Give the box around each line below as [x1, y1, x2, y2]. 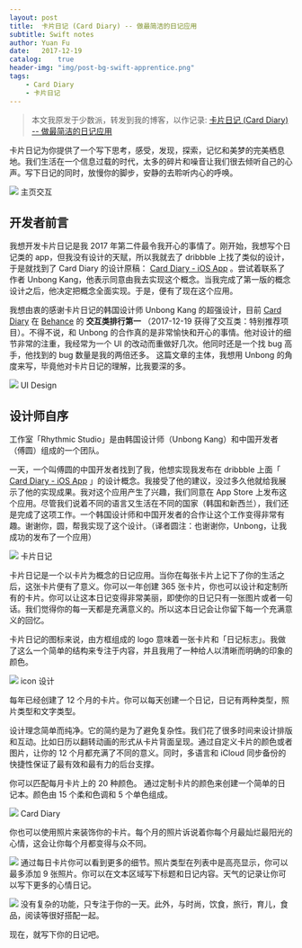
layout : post [9, 13, 58, 22]
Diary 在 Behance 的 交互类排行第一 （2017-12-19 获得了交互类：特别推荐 [9, 316, 281, 326]
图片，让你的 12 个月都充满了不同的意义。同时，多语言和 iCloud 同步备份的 [9, 747, 287, 758]
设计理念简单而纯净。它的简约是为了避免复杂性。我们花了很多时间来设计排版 [9, 725, 293, 736]
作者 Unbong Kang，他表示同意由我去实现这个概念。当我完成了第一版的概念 [9, 274, 291, 285]
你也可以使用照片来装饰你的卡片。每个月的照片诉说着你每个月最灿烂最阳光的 [9, 827, 293, 837]
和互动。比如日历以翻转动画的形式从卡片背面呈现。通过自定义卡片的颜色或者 [9, 737, 293, 747]
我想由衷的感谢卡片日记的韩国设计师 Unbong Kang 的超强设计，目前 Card [9, 305, 282, 316]
